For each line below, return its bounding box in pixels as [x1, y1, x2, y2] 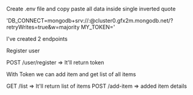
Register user [6, 47, 40, 54]
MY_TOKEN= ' [81, 24, 115, 30]
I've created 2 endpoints [6, 35, 68, 42]
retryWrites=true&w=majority [6, 24, 80, 30]
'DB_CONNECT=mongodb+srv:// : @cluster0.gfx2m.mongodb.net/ [6, 17, 171, 24]
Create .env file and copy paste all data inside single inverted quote [6, 5, 176, 12]
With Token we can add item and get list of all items [6, 71, 136, 78]
